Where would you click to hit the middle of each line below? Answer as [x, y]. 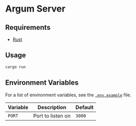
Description [52, 107]
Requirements [28, 27]
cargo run [16, 67]
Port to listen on [52, 115]
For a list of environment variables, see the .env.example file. [68, 95]
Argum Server [35, 9]
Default [85, 107]
